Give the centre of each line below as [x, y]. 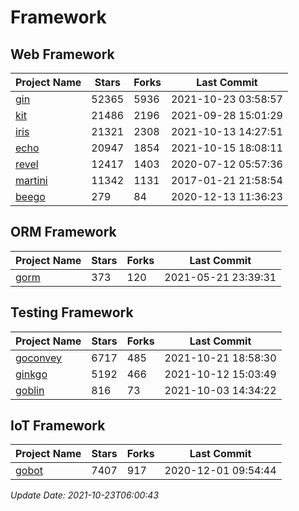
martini [31, 180]
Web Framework [62, 54]
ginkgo [31, 374]
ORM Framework [63, 232]
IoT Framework [58, 426]
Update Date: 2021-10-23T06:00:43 [85, 495]
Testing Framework [72, 312]
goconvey [39, 358]
